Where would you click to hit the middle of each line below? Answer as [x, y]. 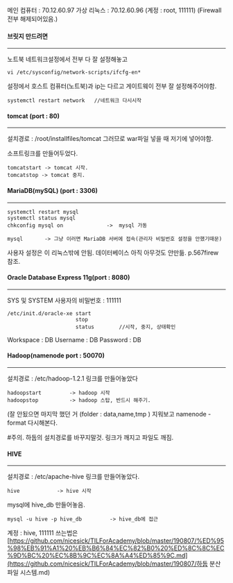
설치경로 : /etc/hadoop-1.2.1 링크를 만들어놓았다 [73, 379]
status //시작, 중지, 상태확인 [126, 327]
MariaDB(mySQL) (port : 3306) [53, 191]
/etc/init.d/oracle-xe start [49, 313]
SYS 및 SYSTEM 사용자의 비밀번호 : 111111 [64, 300]
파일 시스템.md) [29, 573]
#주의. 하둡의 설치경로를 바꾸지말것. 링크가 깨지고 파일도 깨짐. [90, 438]
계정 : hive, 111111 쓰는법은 [43, 533]
